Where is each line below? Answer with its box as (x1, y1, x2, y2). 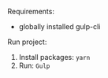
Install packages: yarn (18, 53, 91, 61)
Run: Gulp (18, 61, 50, 70)
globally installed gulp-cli (18, 22, 101, 31)
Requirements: (7, 7, 54, 16)
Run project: (7, 37, 47, 46)
